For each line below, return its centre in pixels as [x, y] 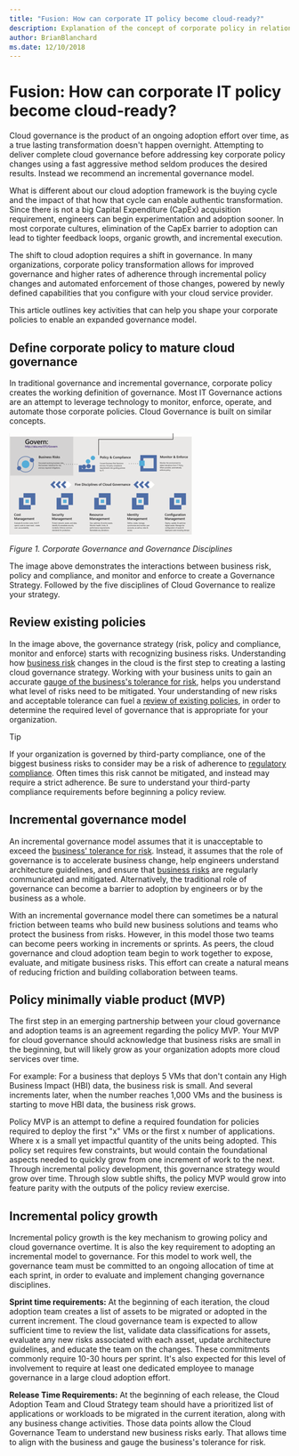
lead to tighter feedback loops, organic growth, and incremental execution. [146, 238]
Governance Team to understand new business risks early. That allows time [148, 1433]
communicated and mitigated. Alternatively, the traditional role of [128, 879]
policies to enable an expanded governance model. [103, 320]
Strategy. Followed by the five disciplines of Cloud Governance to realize [142, 585]
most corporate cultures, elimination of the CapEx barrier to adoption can [144, 229]
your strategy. [35, 595]
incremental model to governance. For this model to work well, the [130, 1257]
